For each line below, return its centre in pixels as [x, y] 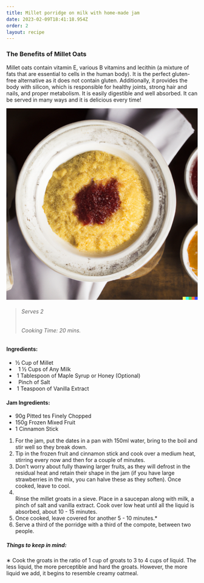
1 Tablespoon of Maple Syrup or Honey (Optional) [79, 375]
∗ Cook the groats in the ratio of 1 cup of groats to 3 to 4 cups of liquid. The [101, 561]
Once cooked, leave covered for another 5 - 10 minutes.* [86, 518]
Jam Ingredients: [28, 402]
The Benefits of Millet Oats [46, 54]
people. [25, 531]
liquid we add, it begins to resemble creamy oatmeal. [72, 573]
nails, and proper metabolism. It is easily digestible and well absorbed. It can [102, 93]
